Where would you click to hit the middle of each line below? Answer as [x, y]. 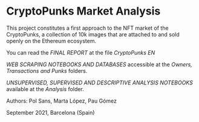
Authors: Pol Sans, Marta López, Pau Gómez [61, 101]
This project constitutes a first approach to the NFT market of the [87, 28]
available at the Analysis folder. [45, 89]
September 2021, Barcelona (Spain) [51, 112]
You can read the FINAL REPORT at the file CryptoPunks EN [81, 52]
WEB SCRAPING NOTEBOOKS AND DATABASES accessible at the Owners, [99, 64]
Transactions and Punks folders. [47, 70]
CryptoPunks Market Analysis [83, 11]
